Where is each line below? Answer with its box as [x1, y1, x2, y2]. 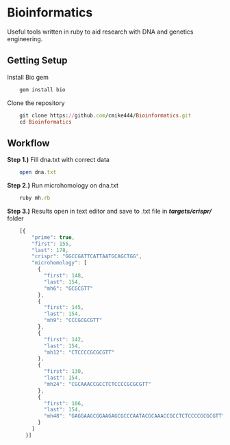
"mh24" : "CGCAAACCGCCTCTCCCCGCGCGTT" [43, 380, 152, 387]
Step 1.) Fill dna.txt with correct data [7, 156, 110, 164]
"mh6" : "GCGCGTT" [43, 285, 94, 292]
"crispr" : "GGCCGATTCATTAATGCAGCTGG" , [31, 253, 142, 260]
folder [7, 214, 24, 223]
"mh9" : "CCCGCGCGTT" [43, 317, 103, 324]
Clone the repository [7, 98, 65, 107]
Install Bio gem [7, 73, 49, 81]
